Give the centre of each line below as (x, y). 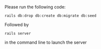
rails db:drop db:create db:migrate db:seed (50, 16)
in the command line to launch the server (46, 42)
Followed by (17, 24)
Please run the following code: (35, 7)
